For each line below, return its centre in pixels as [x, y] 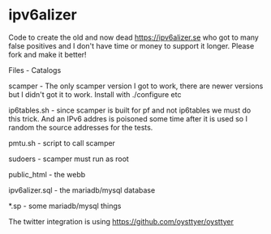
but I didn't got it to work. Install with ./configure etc [95, 94]
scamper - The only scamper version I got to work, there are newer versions [136, 86]
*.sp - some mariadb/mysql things [65, 206]
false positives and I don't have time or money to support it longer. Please [131, 45]
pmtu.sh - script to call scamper [62, 143]
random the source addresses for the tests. [81, 127]
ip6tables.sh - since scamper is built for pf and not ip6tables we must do [130, 110]
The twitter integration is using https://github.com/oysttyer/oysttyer [121, 221]
